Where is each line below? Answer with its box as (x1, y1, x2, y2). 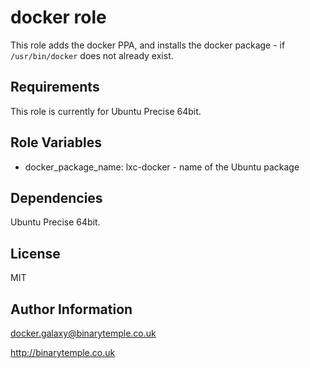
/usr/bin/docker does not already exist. (10, 49, 174, 61)
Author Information (10, 301, 133, 318)
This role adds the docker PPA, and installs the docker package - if (10, 39, 286, 51)
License (10, 245, 61, 262)
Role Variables (10, 134, 102, 151)
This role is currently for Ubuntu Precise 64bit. (10, 105, 202, 117)
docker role (10, 6, 107, 29)
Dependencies (10, 189, 103, 206)
